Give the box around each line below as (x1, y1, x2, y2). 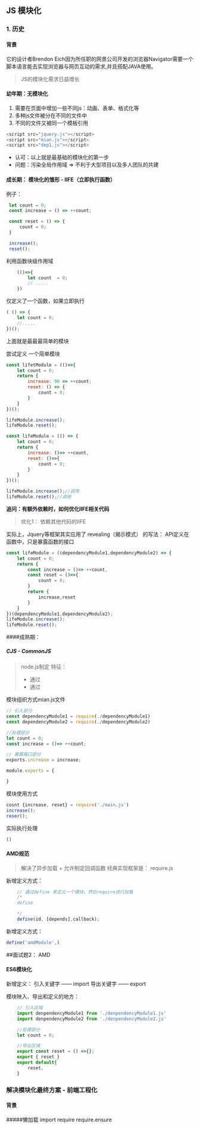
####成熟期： (6, 634, 41, 641)
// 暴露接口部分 (6, 751, 41, 757)
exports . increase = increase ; (6, 757, 82, 763)
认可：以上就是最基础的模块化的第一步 (14, 154, 109, 161)
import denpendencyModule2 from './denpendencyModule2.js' (17, 1016, 167, 1022)
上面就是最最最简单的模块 (6, 337, 69, 344)
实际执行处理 (6, 824, 38, 832)
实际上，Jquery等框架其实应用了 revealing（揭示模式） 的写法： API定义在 (6, 531, 189, 538)
